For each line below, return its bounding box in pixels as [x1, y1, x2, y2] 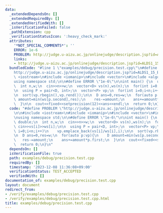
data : [5, 7, 16, 12]
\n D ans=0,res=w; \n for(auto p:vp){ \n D [14, 133, 110, 138]
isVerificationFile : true [9, 151, 62, 156]
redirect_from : [5, 187, 36, 192]
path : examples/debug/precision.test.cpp [9, 155, 95, 160]
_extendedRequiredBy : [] [9, 16, 60, 21]
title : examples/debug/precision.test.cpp [5, 200, 92, 206]
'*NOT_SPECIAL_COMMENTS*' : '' [14, 43, 75, 48]
